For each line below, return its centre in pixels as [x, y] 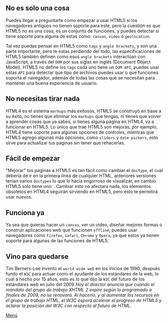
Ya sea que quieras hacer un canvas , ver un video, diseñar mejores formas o [84, 225]
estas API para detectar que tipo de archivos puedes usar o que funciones [82, 72]
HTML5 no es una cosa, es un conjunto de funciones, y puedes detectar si [82, 31]
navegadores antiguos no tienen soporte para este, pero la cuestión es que [83, 25]
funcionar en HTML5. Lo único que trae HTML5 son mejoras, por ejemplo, [82, 126]
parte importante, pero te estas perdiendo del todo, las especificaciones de [83, 51]
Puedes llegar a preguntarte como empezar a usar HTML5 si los [71, 20]
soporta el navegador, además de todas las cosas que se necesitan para [80, 77]
